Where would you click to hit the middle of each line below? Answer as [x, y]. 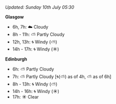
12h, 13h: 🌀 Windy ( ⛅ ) [35, 42]
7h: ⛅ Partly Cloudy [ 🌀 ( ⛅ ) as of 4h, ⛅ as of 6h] [62, 76]
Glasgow [14, 17]
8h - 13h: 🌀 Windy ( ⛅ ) [35, 84]
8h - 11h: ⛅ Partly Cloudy [38, 34]
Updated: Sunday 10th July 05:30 [40, 7]
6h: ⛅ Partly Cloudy [33, 69]
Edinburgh [16, 59]
